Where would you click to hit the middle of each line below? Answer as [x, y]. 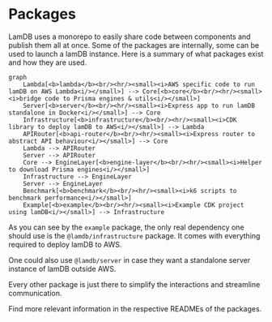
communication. [35, 293]
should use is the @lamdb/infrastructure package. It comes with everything [134, 235]
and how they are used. [48, 62]
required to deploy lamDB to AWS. [65, 244]
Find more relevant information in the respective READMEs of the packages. [135, 308]
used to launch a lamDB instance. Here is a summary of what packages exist [136, 54]
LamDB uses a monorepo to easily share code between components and [130, 36]
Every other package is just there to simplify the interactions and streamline [134, 284]
